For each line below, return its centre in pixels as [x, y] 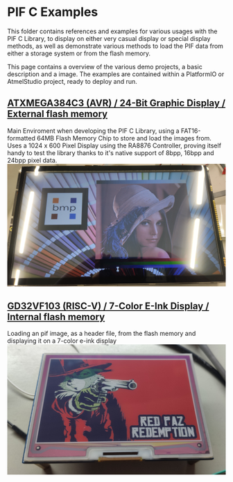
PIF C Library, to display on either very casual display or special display [109, 38]
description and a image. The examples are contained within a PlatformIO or [116, 74]
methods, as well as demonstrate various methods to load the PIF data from [115, 46]
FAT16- [191, 131]
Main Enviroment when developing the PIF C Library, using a [93, 131]
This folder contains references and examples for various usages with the [112, 31]
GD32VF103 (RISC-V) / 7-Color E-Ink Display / [108, 306]
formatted [21, 138]
